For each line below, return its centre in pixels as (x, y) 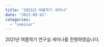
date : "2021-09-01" (26, 15)
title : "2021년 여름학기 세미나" (36, 10)
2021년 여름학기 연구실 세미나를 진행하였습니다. (53, 39)
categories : (18, 19)
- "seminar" (23, 24)
